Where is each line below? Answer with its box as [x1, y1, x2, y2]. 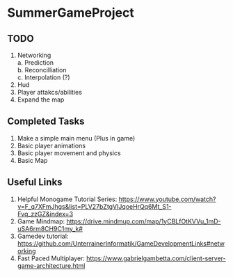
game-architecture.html [17, 261, 86, 269]
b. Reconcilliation [17, 66, 67, 74]
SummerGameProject [7, 5, 134, 21]
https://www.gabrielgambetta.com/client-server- [86, 254, 226, 262]
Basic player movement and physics [17, 148, 121, 157]
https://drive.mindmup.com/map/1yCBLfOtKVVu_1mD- [66, 217, 221, 225]
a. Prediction [17, 58, 54, 67]
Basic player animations [17, 141, 86, 150]
